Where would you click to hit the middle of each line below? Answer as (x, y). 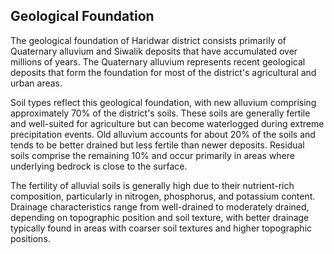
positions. (30, 238)
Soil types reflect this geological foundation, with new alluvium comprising (163, 102)
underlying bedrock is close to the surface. (99, 166)
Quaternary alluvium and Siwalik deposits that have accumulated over (154, 51)
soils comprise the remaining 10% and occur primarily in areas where (152, 155)
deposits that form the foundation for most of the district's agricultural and (163, 72)
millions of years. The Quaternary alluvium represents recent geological (158, 61)
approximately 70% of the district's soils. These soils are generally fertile (160, 113)
